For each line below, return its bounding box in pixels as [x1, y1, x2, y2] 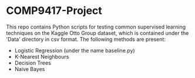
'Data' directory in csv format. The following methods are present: [6, 36, 166, 42]
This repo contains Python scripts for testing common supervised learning [6, 23, 186, 30]
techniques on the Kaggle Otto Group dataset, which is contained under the [6, 29, 189, 36]
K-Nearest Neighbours [14, 53, 69, 60]
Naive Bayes [14, 65, 45, 72]
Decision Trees [14, 59, 51, 66]
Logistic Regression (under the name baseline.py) [14, 47, 135, 54]
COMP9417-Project [6, 4, 103, 17]
